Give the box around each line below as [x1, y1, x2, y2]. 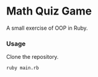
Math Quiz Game [6, 4, 92, 18]
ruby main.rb [6, 65, 39, 71]
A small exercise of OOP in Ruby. [6, 24, 88, 32]
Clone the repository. [6, 53, 59, 61]
